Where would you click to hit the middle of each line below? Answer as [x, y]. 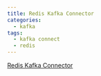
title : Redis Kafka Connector [51, 13]
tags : [15, 33]
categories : [24, 20]
